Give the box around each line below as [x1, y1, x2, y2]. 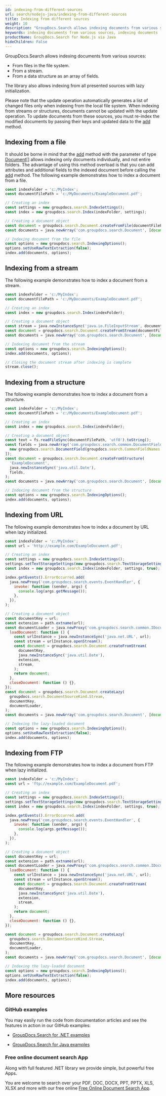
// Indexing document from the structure [5, 488, 92, 493]
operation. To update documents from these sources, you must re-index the [5, 113, 160, 119]
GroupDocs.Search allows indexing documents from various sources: [5, 53, 147, 59]
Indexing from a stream [5, 264, 78, 272]
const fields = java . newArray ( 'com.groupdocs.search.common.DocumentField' [5, 442, 165, 447]
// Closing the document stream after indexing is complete [5, 360, 132, 365]
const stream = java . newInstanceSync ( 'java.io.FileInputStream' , [5, 324, 142, 329]
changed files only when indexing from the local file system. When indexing [5, 102, 159, 109]
